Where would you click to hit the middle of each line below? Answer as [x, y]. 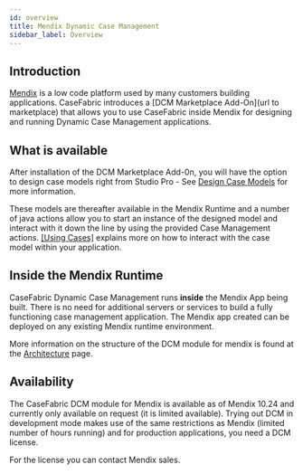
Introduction [45, 71]
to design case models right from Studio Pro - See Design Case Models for [149, 181]
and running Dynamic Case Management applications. [110, 122]
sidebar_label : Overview [56, 34]
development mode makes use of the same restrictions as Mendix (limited [147, 422]
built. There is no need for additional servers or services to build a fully [141, 307]
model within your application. [66, 247]
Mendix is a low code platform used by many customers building [130, 93]
